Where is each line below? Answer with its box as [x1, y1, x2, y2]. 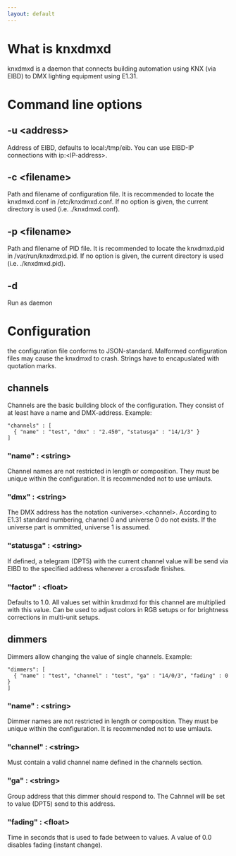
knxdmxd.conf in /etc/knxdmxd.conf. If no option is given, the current [7, 197, 209, 206]
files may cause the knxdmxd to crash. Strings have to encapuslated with [7, 354, 220, 363]
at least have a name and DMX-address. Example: [7, 408, 152, 417]
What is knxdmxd [7, 40, 111, 57]
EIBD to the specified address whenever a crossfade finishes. [7, 564, 186, 573]
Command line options [7, 96, 142, 112]
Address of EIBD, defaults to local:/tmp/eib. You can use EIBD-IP [7, 143, 194, 152]
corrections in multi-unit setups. [7, 613, 101, 621]
